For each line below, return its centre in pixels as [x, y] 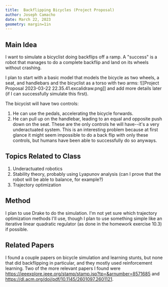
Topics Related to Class [43, 156]
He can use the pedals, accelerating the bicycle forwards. [73, 114]
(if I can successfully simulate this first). [47, 94]
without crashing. [23, 68]
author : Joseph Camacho [30, 15]
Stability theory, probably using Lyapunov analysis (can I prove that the [87, 174]
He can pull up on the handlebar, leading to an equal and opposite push [87, 119]
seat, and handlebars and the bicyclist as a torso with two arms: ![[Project [82, 83]
